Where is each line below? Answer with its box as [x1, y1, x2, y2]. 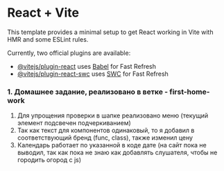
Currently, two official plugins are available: [7, 49, 131, 57]
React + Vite [7, 5, 80, 21]
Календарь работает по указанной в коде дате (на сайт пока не [17, 141, 207, 149]
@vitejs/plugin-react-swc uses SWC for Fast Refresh [17, 70, 169, 78]
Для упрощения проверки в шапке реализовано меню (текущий [17, 111, 209, 120]
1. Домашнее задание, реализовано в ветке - [7, 87, 169, 97]
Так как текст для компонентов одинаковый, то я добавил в [17, 127, 195, 135]
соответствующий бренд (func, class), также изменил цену [17, 133, 193, 142]
